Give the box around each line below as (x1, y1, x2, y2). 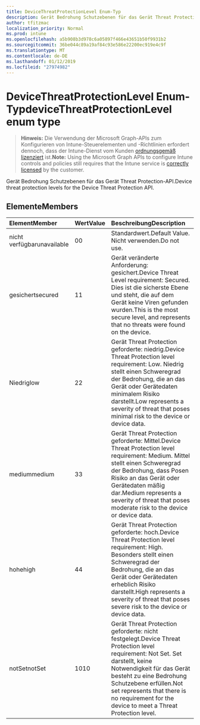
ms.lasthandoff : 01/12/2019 (6, 58, 76, 64)
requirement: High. (111, 543, 164, 551)
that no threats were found (111, 321, 186, 329)
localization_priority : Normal (6, 25, 84, 32)
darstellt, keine (111, 657, 152, 665)
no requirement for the (111, 694, 174, 702)
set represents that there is (111, 687, 186, 695)
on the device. (111, 328, 151, 336)
